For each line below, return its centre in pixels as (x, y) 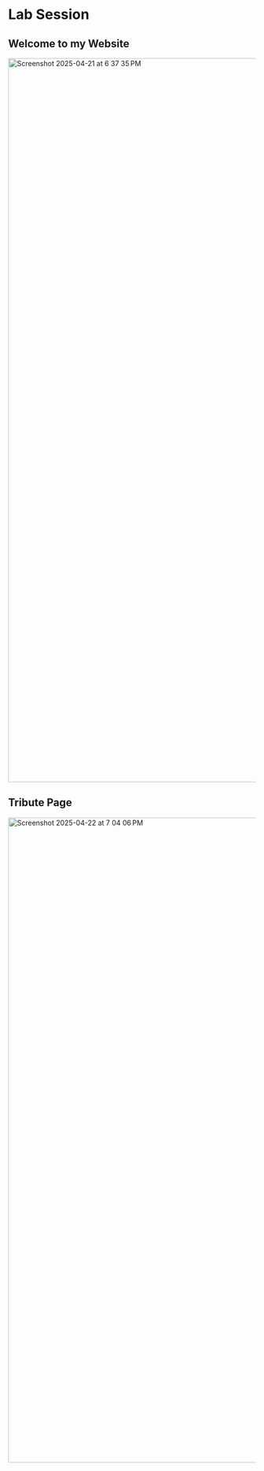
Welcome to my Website (69, 44)
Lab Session (49, 15)
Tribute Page (40, 802)
